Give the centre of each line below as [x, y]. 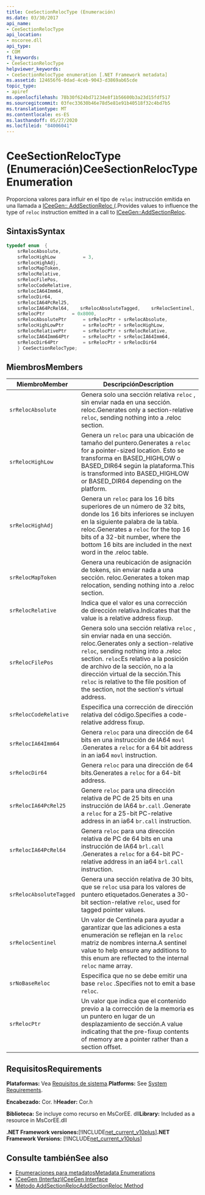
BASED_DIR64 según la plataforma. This [138, 466]
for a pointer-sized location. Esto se [132, 451]
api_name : [19, 23]
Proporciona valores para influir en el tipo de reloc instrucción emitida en [98, 199]
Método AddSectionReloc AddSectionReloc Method [79, 1185]
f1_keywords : [23, 58]
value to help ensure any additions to [134, 951]
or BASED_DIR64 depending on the [131, 481]
